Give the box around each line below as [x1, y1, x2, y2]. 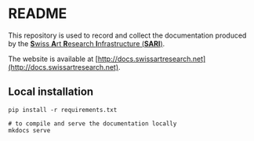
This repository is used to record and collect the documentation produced [8, 31, 247, 40]
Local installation [8, 85, 94, 99]
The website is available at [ [8, 54, 98, 63]
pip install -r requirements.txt [8, 106, 118, 114]
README [8, 5, 67, 23]
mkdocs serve [8, 126, 51, 134]
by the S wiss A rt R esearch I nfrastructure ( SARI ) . [8, 38, 165, 48]
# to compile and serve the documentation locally [8, 119, 177, 128]
